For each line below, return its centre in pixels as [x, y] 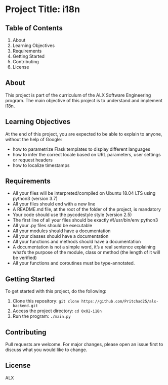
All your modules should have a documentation [61, 231]
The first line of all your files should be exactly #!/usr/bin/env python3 [85, 220]
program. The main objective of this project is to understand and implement [84, 100]
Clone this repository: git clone [46, 301]
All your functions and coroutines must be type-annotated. [74, 263]
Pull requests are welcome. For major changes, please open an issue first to [84, 345]
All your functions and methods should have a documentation [77, 242]
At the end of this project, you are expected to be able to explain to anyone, [84, 134]
